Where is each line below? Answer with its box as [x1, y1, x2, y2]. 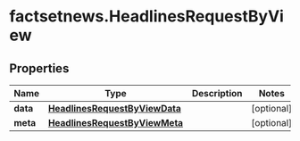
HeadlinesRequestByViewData [47, 103, 181, 114]
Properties [9, 61, 70, 76]
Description [191, 87, 243, 99]
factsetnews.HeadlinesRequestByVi [9, 6, 284, 27]
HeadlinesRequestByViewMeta [47, 117, 184, 129]
